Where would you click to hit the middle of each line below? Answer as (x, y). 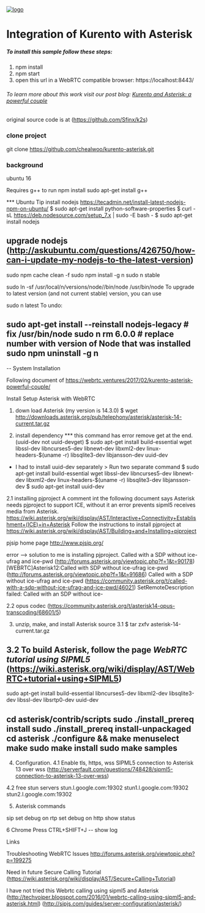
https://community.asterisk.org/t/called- (137, 581)
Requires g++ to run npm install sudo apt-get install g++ (77, 190)
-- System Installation (34, 368)
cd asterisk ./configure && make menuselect (93, 738)
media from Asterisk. (33, 511)
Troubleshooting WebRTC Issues (48, 854)
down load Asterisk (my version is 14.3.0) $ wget (76, 410)
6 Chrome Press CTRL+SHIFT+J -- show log (62, 830)
